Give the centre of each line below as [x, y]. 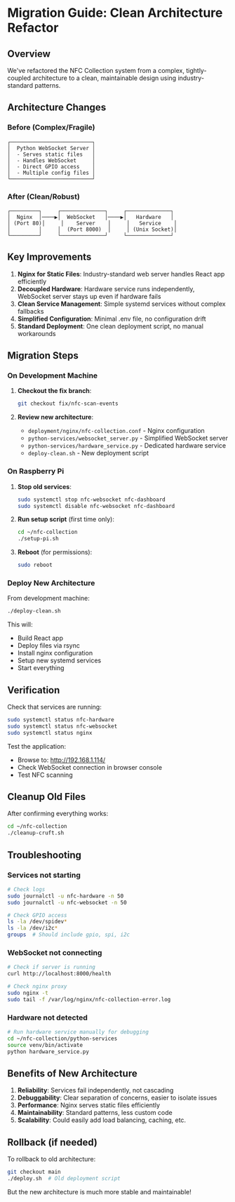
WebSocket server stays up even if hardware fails [89, 296]
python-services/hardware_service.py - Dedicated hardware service [127, 446]
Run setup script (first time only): [66, 519]
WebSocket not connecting [55, 952]
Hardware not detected [47, 1017]
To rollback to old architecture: [52, 1159]
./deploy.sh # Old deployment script [64, 1178]
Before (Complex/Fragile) [52, 128]
